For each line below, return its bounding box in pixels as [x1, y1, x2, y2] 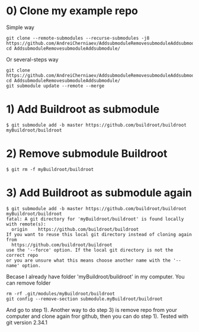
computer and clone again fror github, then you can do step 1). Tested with [6, 312, 188, 320]
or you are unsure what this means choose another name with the [6, 257, 171, 263]
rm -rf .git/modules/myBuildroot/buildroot [6, 291, 115, 296]
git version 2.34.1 [6, 318, 47, 326]
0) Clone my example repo [6, 4, 138, 18]
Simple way [6, 24, 34, 31]
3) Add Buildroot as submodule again [6, 186, 192, 199]
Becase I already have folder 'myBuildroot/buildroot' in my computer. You [6, 273, 185, 280]
